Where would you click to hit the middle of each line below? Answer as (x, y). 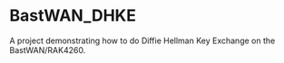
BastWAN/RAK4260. (48, 49)
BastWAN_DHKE (73, 16)
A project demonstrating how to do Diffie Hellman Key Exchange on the (142, 40)
